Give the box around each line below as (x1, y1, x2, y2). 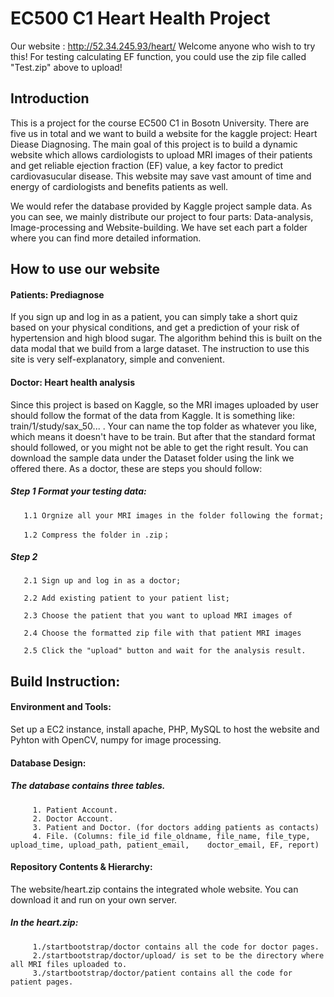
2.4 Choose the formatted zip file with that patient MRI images (23, 628, 302, 639)
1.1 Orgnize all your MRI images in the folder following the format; (23, 510, 325, 521)
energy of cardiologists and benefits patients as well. (10, 180, 229, 192)
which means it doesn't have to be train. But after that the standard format (10, 430, 316, 442)
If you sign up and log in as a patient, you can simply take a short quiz (10, 311, 298, 323)
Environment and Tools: (10, 701, 112, 713)
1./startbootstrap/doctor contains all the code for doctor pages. (32, 942, 320, 952)
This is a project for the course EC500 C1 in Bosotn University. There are (10, 117, 310, 129)
